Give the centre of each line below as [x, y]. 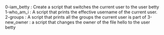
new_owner [17, 22]
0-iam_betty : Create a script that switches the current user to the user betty [82, 7]
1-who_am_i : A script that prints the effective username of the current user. [81, 12]
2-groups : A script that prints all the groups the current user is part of [76, 17]
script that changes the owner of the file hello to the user [93, 22]
